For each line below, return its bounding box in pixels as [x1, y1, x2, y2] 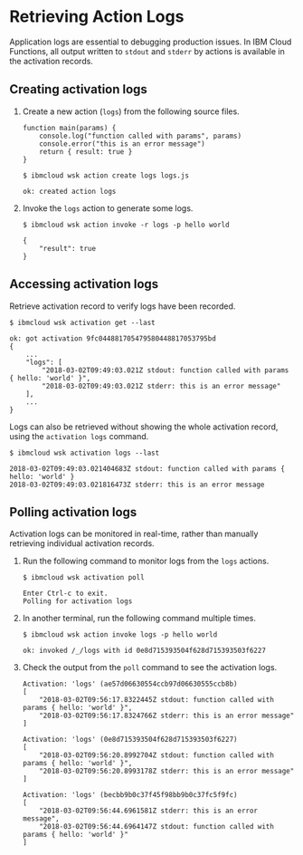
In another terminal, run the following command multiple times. [22, 613, 256, 624]
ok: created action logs [22, 187, 117, 196]
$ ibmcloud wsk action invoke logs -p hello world [22, 630, 218, 639]
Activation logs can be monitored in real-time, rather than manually [9, 528, 259, 540]
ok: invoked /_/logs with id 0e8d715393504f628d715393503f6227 [22, 646, 267, 656]
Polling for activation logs [22, 597, 133, 606]
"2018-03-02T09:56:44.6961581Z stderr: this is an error [39, 806, 259, 816]
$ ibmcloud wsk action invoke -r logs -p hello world [22, 220, 230, 229]
